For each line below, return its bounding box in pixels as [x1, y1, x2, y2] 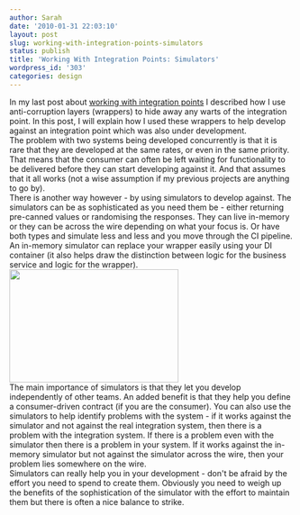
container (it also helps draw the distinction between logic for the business [9, 249, 286, 260]
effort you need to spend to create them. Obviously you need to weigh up [9, 477, 282, 488]
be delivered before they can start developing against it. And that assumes [9, 163, 286, 174]
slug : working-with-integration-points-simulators [9, 38, 204, 48]
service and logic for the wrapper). [9, 258, 139, 270]
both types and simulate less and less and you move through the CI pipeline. [9, 230, 293, 241]
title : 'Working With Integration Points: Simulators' [9, 55, 220, 64]
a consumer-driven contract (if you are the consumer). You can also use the [9, 401, 291, 411]
